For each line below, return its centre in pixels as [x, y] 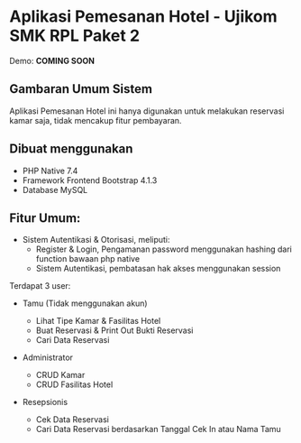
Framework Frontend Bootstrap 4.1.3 [90, 180]
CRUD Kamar [60, 375]
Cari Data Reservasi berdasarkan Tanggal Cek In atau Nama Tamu [158, 429]
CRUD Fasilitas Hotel [74, 384]
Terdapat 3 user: [40, 286]
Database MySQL [55, 189]
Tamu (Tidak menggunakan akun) [85, 303]
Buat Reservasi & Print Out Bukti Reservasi [114, 330]
